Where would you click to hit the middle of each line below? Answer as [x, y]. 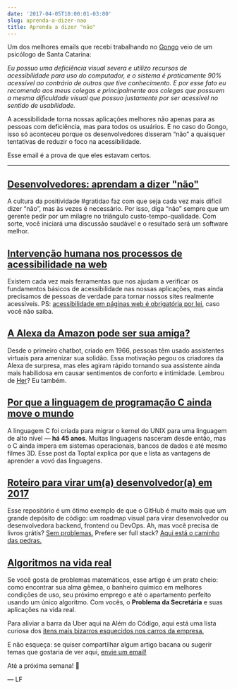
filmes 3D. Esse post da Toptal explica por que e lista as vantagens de [109, 453]
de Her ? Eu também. [37, 380]
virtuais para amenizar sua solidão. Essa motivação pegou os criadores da [115, 358]
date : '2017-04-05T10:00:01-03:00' [60, 14]
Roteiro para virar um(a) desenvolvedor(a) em [110, 483]
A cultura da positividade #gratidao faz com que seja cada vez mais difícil [115, 201]
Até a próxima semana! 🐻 [43, 666]
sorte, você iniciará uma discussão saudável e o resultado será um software [118, 224]
